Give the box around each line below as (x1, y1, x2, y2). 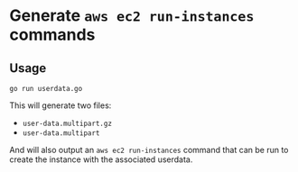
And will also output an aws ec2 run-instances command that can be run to (9, 145, 289, 155)
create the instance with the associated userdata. (9, 154, 193, 165)
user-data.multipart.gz (22, 119, 113, 128)
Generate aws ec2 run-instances (9, 5, 255, 26)
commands (9, 24, 96, 45)
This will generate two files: (9, 100, 112, 111)
